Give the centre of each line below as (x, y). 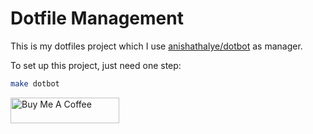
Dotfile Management (97, 18)
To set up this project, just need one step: (96, 65)
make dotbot (35, 83)
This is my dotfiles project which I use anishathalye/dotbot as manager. (156, 46)
